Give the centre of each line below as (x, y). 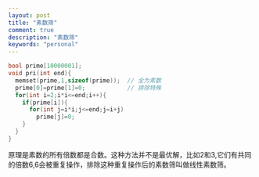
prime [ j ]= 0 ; (56, 117)
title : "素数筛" (33, 23)
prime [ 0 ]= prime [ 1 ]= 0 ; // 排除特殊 (88, 88)
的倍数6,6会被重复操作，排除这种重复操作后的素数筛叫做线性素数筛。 (119, 164)
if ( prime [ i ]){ (45, 103)
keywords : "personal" (43, 45)
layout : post (29, 15)
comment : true (31, 30)
